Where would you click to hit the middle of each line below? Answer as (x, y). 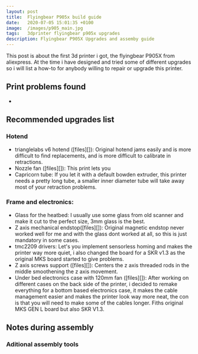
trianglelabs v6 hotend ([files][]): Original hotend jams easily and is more (103, 149)
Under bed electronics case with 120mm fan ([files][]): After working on (102, 277)
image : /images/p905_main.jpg (45, 28)
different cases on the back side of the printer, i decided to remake (96, 284)
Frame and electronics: (40, 202)
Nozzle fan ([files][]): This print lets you (63, 168)
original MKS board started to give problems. (69, 259)
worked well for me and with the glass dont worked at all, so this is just (101, 234)
